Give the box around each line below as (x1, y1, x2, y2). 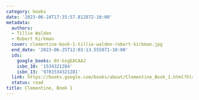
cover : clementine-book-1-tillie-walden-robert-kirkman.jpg (11, 42, 163, 48)
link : (11, 74, 25, 80)
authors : (11, 25, 33, 31)
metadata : (6, 19, 31, 25)
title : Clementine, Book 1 (6, 85, 73, 91)
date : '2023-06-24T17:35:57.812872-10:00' (6, 14, 113, 20)
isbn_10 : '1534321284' (17, 63, 73, 69)
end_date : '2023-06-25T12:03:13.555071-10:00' (11, 47, 129, 53)
